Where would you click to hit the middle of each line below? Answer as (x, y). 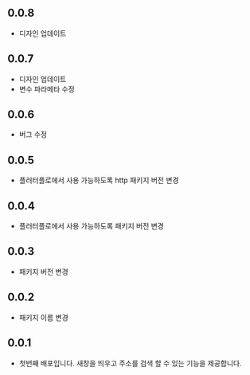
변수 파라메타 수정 (47, 89)
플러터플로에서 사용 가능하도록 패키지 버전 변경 (91, 226)
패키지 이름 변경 (43, 317)
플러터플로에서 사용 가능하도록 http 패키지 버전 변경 (99, 180)
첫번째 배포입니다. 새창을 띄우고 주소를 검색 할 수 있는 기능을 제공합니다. (130, 363)
